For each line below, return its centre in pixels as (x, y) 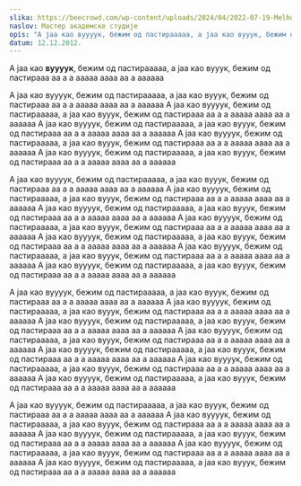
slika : (21, 18)
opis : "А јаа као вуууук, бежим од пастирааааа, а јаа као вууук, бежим (148, 34)
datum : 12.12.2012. (46, 43)
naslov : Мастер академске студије (74, 26)
